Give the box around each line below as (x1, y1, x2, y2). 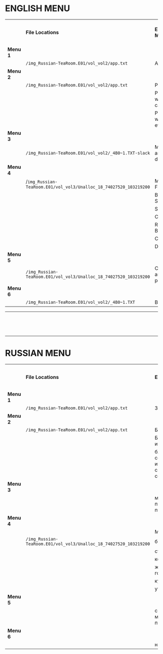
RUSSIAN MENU (5, 348, 71, 359)
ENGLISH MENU (5, 3, 70, 14)
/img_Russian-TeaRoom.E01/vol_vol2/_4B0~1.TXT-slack (26, 150, 150, 156)
